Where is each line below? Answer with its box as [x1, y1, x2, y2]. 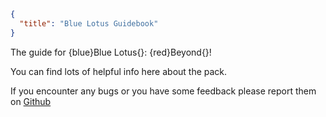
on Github [10, 95, 52, 107]
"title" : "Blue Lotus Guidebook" [19, 18, 159, 29]
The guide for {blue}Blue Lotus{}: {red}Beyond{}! [10, 46, 212, 58]
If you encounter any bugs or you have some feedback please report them [10, 85, 317, 97]
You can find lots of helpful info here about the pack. [10, 65, 228, 77]
